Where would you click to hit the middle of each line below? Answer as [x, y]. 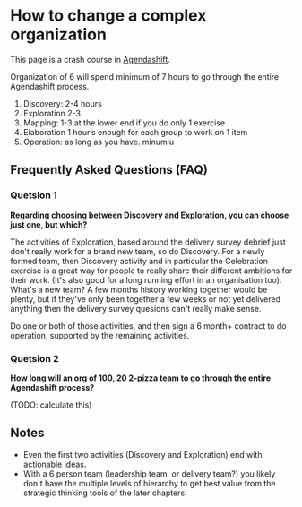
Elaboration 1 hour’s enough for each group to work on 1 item [135, 132]
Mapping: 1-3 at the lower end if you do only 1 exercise [124, 123]
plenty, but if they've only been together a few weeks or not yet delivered [146, 299]
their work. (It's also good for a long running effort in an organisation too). [146, 279]
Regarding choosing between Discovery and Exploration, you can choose [150, 215]
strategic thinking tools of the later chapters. [105, 493]
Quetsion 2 [35, 358]
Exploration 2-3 [52, 113]
